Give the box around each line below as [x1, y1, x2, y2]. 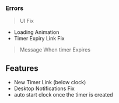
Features [5, 63, 38, 73]
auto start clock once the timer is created [13, 91, 113, 98]
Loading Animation [13, 29, 60, 36]
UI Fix [19, 18, 34, 25]
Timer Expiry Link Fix [13, 35, 65, 42]
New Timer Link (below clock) [13, 79, 86, 86]
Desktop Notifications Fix [13, 85, 75, 92]
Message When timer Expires [19, 46, 91, 53]
